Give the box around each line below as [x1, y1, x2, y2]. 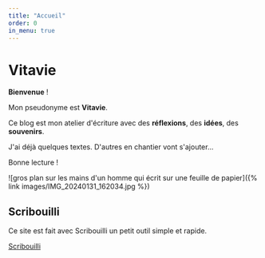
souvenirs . [8, 127, 45, 137]
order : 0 [8, 19, 38, 27]
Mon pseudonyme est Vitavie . [8, 103, 108, 113]
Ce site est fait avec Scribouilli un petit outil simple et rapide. [8, 226, 208, 236]
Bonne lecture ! [8, 157, 58, 168]
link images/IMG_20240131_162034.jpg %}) [8, 181, 150, 192]
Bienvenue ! [8, 87, 49, 97]
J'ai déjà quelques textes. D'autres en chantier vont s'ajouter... [8, 142, 214, 152]
